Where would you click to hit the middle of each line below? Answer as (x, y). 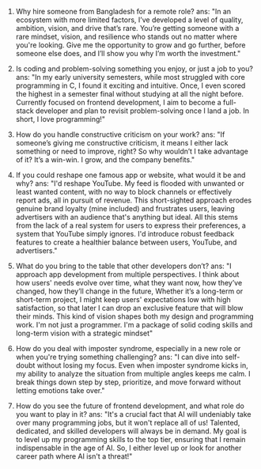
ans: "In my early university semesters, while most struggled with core (130, 77)
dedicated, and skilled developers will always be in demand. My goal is (131, 431)
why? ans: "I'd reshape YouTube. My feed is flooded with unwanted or (130, 183)
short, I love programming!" (60, 119)
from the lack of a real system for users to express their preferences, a (131, 225)
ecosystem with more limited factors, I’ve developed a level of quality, (129, 20)
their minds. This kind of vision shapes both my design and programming (134, 316)
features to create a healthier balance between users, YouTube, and (126, 242)
